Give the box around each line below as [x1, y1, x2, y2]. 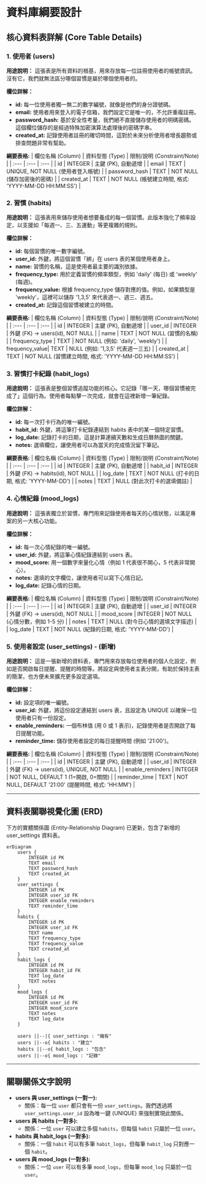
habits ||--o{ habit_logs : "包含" [17, 1046, 107, 1052]
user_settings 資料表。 [6, 832, 63, 839]
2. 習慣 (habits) [6, 198, 52, 207]
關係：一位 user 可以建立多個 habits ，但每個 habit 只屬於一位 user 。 [24, 1124, 199, 1132]
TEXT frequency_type [28, 935, 81, 941]
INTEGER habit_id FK [28, 967, 81, 973]
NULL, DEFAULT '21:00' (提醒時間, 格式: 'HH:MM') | [6, 781, 135, 789]
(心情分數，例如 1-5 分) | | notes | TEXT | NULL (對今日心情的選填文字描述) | [6, 618, 197, 625]
